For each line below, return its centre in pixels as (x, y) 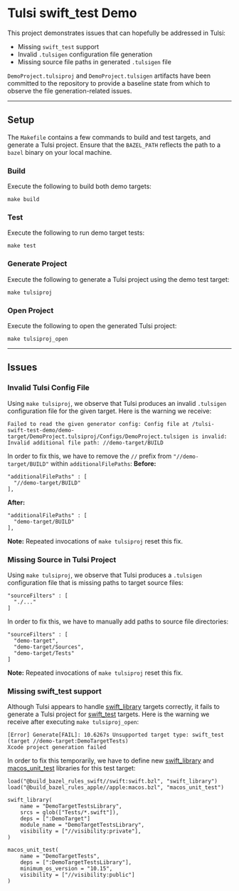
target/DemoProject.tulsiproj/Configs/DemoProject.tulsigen (99, 437)
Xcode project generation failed (57, 748)
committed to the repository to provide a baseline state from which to (109, 83)
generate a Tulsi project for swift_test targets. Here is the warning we (108, 714)
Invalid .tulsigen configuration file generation (85, 54)
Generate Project (37, 264)
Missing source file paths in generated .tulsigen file (95, 61)
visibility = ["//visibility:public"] (78, 875)
